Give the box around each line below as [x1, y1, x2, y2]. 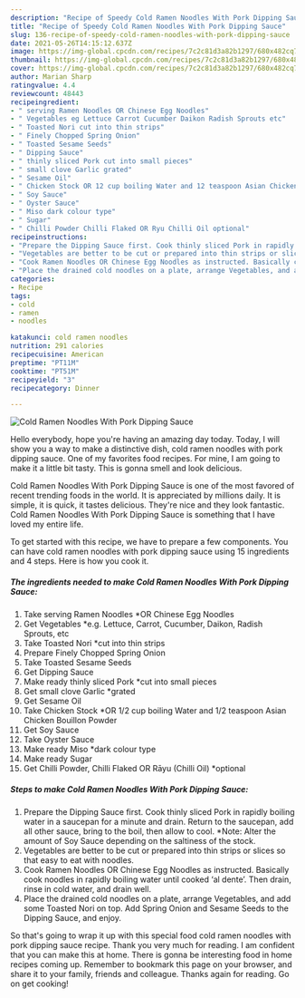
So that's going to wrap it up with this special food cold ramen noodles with [10, 930, 292, 941]
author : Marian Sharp [10, 73, 92, 82]
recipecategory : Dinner [10, 383, 100, 392]
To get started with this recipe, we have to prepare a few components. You [10, 537, 289, 547]
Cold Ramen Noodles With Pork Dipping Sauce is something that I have [10, 509, 275, 520]
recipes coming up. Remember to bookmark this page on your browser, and [10, 959, 292, 970]
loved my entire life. [10, 518, 84, 530]
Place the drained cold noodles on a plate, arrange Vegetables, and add [23, 894, 291, 905]
